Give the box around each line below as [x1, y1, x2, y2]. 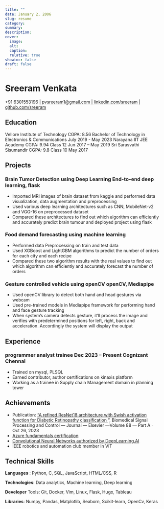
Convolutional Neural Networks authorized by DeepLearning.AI [12, 438, 140, 443]
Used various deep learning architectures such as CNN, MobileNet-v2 [12, 204, 154, 209]
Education [5, 118, 37, 127]
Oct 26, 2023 [12, 427, 39, 433]
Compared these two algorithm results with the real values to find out [12, 258, 152, 264]
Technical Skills [5, 457, 54, 465]
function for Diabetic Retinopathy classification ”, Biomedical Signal [12, 417, 148, 423]
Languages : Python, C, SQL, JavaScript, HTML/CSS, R [5, 470, 117, 476]
